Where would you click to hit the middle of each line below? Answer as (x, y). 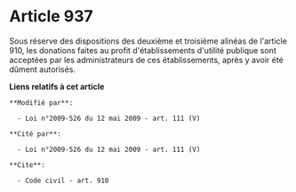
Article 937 (51, 16)
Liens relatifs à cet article (57, 86)
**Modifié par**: (41, 103)
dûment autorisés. (42, 69)
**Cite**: (28, 165)
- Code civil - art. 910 (63, 180)
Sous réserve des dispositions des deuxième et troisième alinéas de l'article (148, 41)
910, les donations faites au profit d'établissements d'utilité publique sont (143, 50)
